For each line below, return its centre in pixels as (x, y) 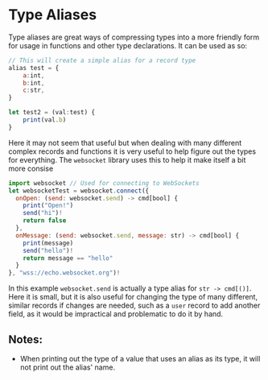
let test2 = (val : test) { (52, 113)
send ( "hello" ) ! (48, 250)
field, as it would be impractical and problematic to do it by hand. (116, 314)
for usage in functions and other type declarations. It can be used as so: (128, 45)
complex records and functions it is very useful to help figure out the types (132, 151)
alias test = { (34, 68)
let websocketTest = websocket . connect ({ (79, 191)
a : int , (34, 75)
